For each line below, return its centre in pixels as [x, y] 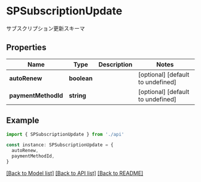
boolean [80, 78]
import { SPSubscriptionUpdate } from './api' [65, 134]
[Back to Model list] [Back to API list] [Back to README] [75, 173]
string [77, 95]
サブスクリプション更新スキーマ [45, 28]
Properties [26, 48]
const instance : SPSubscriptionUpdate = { [60, 145]
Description [115, 64]
